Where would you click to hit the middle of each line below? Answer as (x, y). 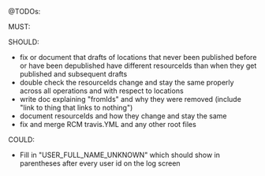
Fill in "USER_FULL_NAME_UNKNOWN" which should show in (120, 155)
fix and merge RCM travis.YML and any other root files (108, 124)
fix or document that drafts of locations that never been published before (138, 57)
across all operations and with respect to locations (101, 91)
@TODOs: (24, 11)
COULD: (22, 140)
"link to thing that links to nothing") (76, 107)
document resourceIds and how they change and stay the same (123, 116)
